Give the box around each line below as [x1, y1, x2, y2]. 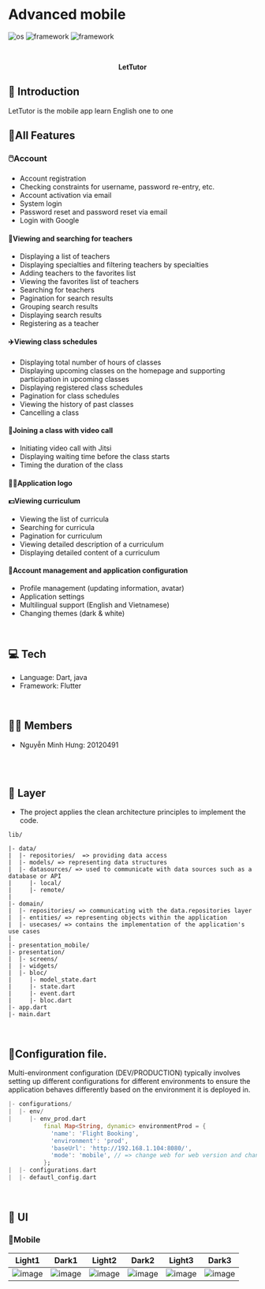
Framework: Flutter [19, 681, 82, 690]
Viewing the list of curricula [19, 514, 109, 524]
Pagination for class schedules [19, 390, 120, 400]
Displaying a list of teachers [19, 251, 110, 261]
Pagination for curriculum [19, 531, 103, 540]
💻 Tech [8, 648, 47, 661]
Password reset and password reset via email [19, 207, 168, 217]
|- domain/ [8, 900, 44, 908]
